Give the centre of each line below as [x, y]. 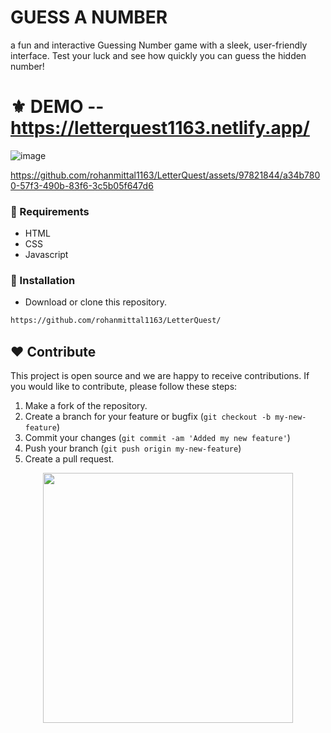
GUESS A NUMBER [89, 17]
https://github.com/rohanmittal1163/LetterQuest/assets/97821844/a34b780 [165, 175]
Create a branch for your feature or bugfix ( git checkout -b [148, 417]
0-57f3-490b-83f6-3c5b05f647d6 [82, 185]
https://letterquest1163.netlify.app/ [160, 128]
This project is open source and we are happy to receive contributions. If [160, 376]
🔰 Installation [43, 281]
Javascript [46, 255]
